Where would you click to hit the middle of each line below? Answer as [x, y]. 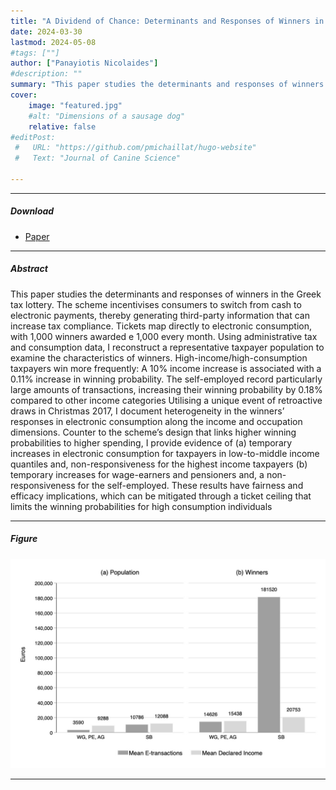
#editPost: [33, 137]
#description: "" [46, 74]
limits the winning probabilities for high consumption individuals [141, 506]
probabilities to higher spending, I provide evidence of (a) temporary [151, 442]
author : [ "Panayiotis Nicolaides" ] [84, 63]
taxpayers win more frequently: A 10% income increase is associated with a [166, 368]
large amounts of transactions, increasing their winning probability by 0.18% [166, 389]
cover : [24, 95]
